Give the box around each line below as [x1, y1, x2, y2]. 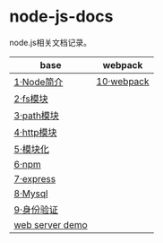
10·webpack [96, 74, 150, 87]
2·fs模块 [13, 92, 48, 105]
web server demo [13, 218, 88, 230]
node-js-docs [9, 6, 114, 27]
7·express [13, 172, 56, 185]
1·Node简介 [13, 75, 64, 88]
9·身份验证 [13, 204, 58, 216]
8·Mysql [13, 187, 48, 199]
